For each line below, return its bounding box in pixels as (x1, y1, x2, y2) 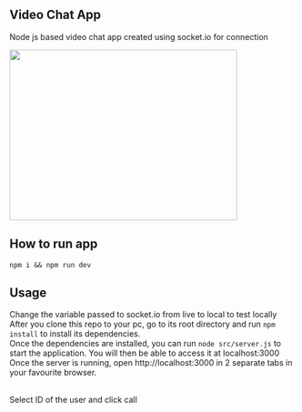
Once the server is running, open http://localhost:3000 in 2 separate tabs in (9, 357, 293, 368)
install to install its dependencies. (9, 328, 141, 339)
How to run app (9, 236, 98, 252)
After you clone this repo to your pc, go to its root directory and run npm (9, 318, 276, 330)
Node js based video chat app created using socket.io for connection (9, 31, 268, 42)
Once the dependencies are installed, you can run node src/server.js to (9, 338, 282, 349)
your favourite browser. (9, 367, 97, 378)
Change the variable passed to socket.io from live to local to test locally (9, 309, 277, 320)
